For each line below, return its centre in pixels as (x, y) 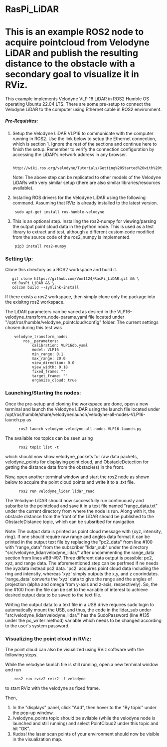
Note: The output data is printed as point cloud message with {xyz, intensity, (83, 531)
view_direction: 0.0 (53, 363)
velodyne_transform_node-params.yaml (46, 317)
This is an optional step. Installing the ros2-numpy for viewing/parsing (84, 221)
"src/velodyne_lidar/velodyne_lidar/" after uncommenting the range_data (80, 553)
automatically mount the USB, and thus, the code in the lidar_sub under (78, 610)
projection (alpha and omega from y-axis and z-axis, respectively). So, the (82, 584)
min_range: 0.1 (48, 354)
